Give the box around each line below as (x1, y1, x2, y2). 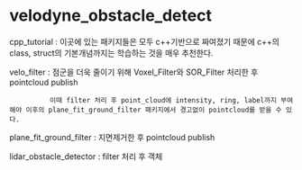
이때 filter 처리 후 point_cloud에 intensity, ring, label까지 (49, 95, 278, 104)
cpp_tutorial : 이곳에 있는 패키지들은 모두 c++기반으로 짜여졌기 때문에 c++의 (9, 36, 279, 47)
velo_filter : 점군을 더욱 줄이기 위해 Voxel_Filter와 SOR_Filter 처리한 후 (9, 67, 259, 77)
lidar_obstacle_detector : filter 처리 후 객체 (9, 150, 163, 162)
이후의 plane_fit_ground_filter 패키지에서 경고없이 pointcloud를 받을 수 (25, 105, 282, 114)
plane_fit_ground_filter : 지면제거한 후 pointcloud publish (9, 131, 215, 142)
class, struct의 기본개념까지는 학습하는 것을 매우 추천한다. (9, 47, 214, 58)
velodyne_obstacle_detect (9, 5, 212, 26)
